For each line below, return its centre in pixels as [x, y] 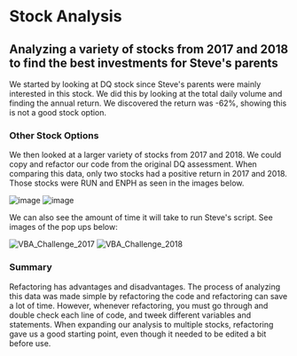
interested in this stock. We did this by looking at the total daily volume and [146, 94]
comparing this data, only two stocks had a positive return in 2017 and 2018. [148, 174]
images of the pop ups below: [63, 227]
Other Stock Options [54, 135]
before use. [30, 343]
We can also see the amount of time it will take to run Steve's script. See [141, 218]
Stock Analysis [66, 16]
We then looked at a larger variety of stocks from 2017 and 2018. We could [145, 155]
